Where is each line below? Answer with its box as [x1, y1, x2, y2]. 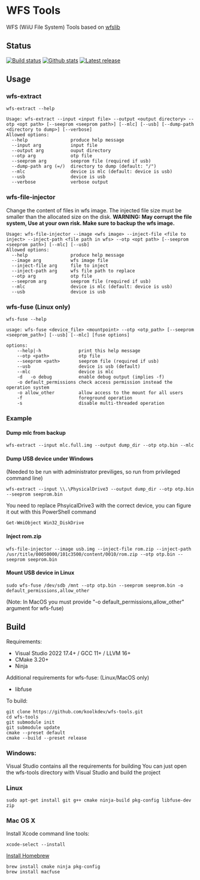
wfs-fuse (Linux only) [6, 302, 71, 311]
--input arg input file [11, 142, 98, 149]
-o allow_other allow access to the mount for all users [17, 390, 184, 396]
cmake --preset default [6, 729, 66, 735]
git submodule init [6, 719, 55, 725]
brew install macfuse [6, 869, 60, 875]
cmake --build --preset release [6, 735, 87, 741]
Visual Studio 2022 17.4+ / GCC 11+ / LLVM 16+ [14, 649, 131, 657]
